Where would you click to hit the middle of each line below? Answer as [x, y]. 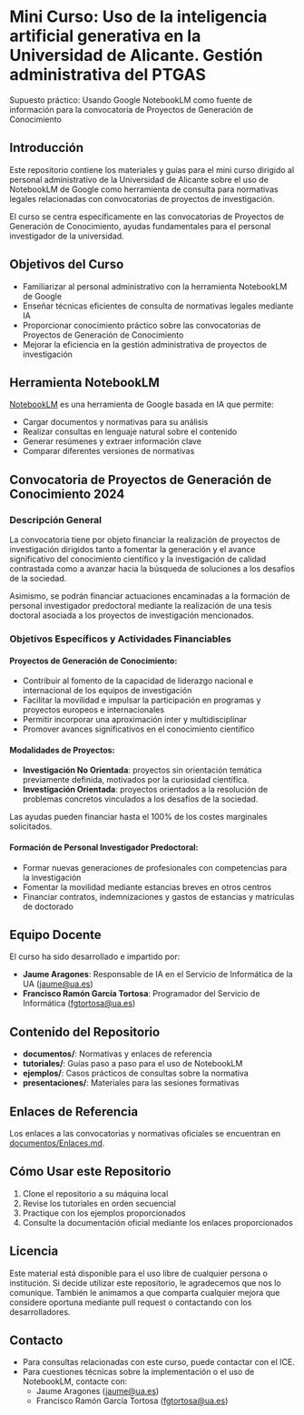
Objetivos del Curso [67, 264]
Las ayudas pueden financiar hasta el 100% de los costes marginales [138, 817]
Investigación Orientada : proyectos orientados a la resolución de [145, 790]
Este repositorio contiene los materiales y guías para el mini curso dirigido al [152, 169]
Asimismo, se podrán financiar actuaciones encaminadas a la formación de [150, 596]
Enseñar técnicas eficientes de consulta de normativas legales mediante [158, 306]
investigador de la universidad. [67, 236]
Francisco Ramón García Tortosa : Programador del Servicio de [141, 994]
